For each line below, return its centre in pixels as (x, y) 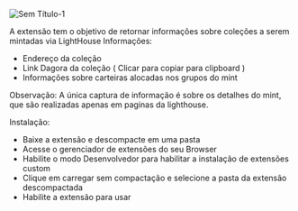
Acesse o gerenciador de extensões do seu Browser (120, 149)
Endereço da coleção (62, 58)
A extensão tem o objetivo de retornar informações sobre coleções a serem (149, 31)
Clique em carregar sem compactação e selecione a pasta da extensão (154, 178)
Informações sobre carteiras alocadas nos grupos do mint (130, 78)
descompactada (53, 188)
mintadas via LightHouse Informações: (81, 41)
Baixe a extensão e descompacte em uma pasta (111, 139)
